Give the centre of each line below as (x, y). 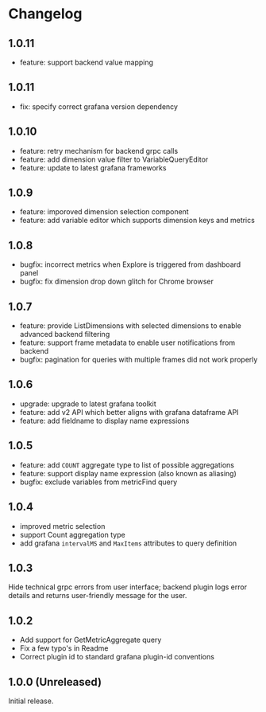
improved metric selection (62, 526)
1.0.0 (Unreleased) (55, 682)
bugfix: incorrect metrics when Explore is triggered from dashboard (130, 264)
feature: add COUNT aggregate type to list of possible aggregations (127, 465)
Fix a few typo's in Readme (64, 648)
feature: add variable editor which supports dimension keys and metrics (137, 221)
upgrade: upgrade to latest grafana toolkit (88, 404)
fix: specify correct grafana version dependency (99, 106)
